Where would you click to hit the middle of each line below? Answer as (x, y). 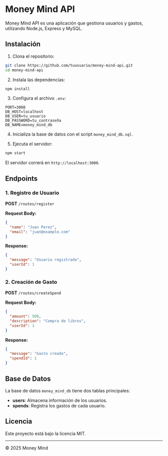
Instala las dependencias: (38, 80)
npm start (15, 153)
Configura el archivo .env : (39, 98)
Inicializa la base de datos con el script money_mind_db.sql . (73, 134)
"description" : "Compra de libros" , (48, 321)
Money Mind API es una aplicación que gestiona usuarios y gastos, (74, 23)
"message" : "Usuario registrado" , (45, 260)
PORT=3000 (15, 108)
